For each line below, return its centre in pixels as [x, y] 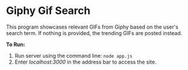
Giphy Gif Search [48, 11]
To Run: [16, 44]
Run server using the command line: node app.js [73, 55]
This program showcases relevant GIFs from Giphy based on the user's [92, 27]
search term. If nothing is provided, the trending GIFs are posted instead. [94, 33]
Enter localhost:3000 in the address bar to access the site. [85, 62]
